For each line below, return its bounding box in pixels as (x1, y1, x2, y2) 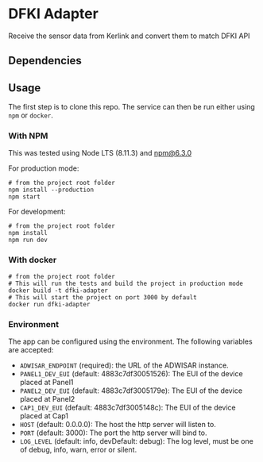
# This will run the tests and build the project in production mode (8, 279, 244, 287)
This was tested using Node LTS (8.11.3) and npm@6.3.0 (8, 148, 192, 158)
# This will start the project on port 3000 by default (8, 293, 197, 302)
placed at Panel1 (19, 378, 74, 387)
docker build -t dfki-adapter (8, 287, 109, 295)
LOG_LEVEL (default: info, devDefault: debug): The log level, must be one (19, 437, 254, 446)
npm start (8, 193, 41, 201)
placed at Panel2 (19, 395, 75, 404)
